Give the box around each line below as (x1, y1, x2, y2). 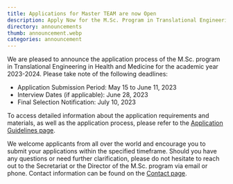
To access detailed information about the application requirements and (7, 112, 209, 120)
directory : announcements (7, 23, 82, 30)
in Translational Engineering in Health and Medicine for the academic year (7, 62, 218, 71)
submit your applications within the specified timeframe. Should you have (7, 147, 217, 156)
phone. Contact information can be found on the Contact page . (7, 169, 187, 178)
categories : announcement (7, 36, 82, 43)
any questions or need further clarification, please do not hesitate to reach (7, 154, 220, 163)
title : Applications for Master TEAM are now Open (7, 10, 157, 17)
